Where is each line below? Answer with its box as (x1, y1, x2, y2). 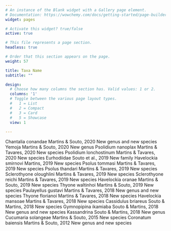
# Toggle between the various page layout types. (10, 96, 117, 101)
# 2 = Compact (10, 106, 44, 111)
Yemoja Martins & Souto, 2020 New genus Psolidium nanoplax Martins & (5, 144, 158, 150)
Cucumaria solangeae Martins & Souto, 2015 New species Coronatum (5, 215, 152, 221)
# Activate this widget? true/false (5, 26, 83, 31)
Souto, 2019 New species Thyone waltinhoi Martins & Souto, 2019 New (5, 182, 154, 188)
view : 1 (10, 120, 26, 125)
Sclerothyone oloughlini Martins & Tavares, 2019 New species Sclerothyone (5, 171, 164, 177)
